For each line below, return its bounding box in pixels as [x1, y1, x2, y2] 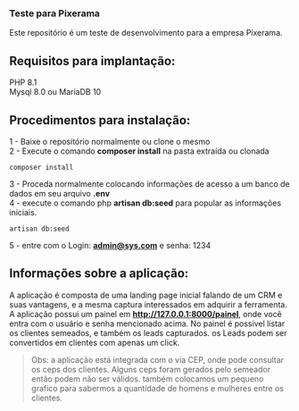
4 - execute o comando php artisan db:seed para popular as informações [9, 197, 282, 208]
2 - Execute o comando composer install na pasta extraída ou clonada [9, 146, 270, 156]
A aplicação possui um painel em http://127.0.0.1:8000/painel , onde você [9, 308, 283, 319]
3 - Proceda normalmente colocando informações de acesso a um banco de [9, 178, 290, 189]
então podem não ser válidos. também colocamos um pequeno [30, 373, 264, 384]
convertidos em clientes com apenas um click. [9, 337, 180, 348]
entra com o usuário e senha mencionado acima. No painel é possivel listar [9, 318, 286, 329]
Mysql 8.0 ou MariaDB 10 [9, 87, 102, 97]
